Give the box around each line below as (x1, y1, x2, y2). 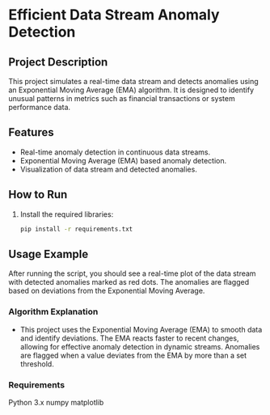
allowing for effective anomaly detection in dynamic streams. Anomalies (19, 341, 260, 351)
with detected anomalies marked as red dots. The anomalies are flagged (8, 277, 250, 287)
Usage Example (8, 247, 89, 260)
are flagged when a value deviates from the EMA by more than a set (19, 350, 247, 360)
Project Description (8, 55, 108, 69)
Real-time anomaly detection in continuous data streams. (19, 147, 211, 157)
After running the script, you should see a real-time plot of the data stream (8, 269, 256, 278)
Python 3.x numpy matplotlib (8, 397, 104, 407)
